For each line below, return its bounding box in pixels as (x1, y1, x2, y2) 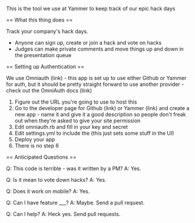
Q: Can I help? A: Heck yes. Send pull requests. (6, 211, 121, 217)
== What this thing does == (6, 16, 73, 23)
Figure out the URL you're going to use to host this (14, 98, 137, 105)
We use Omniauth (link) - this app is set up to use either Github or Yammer (6, 75, 187, 81)
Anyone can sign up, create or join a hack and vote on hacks (14, 39, 162, 46)
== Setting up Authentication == (6, 63, 85, 70)
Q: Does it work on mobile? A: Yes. (6, 188, 90, 195)
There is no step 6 (14, 142, 59, 149)
